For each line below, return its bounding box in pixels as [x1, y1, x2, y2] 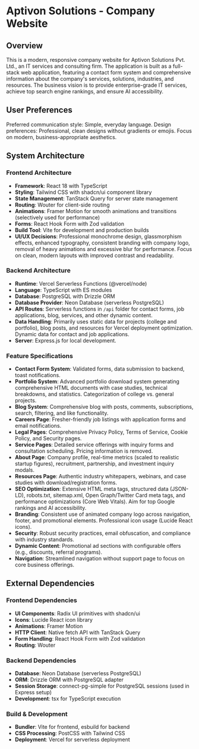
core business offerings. [14, 561, 75, 569]
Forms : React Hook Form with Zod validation [14, 220, 125, 227]
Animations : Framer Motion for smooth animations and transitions [14, 207, 177, 215]
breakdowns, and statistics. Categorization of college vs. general [14, 391, 174, 398]
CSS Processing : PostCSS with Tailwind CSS [14, 730, 125, 737]
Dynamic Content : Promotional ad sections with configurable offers [14, 543, 181, 550]
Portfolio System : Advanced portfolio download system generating [14, 378, 180, 385]
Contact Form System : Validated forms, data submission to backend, [14, 365, 185, 372]
